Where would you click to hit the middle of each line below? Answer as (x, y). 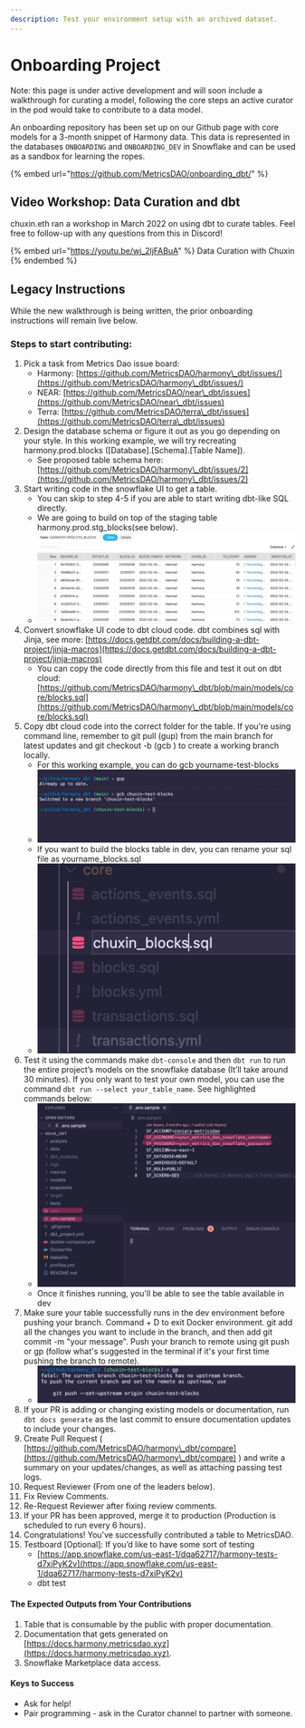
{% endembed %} (44, 261)
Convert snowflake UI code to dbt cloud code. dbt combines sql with (151, 629)
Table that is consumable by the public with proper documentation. (148, 1624)
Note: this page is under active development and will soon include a (137, 90)
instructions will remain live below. (74, 321)
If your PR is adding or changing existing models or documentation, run (156, 1410)
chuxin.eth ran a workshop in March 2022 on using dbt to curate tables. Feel (153, 224)
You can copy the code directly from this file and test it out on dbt (159, 668)
